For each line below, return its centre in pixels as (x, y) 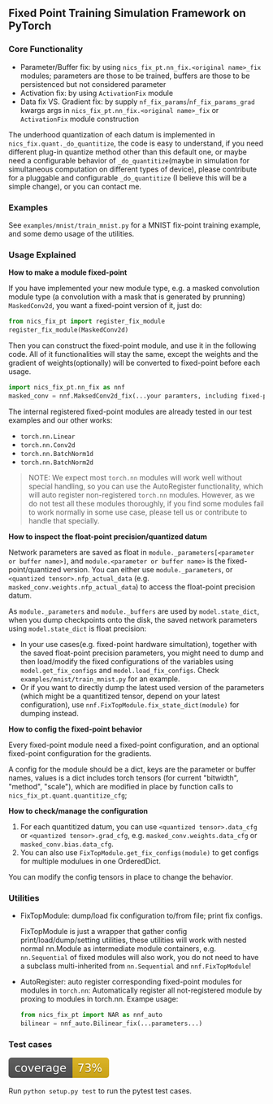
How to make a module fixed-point (68, 272)
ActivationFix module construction (80, 119)
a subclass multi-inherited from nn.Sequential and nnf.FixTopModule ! (136, 966)
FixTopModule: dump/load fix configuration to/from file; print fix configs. (141, 916)
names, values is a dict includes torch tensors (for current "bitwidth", (123, 778)
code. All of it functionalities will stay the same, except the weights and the (133, 354)
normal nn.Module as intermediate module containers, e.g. (118, 949)
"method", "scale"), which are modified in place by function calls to (121, 786)
